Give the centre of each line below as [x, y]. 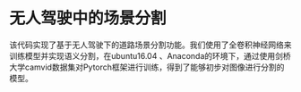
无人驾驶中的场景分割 [88, 18]
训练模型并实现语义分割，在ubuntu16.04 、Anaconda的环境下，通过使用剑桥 [150, 55]
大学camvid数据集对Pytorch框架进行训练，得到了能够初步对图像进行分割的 [147, 67]
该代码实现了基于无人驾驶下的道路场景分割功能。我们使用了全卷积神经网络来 [150, 45]
